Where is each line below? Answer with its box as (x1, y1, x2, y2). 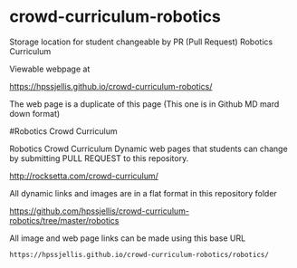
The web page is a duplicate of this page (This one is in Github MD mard (9, 98, 280, 110)
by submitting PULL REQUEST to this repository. (9, 152, 189, 164)
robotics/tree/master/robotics (9, 215, 120, 225)
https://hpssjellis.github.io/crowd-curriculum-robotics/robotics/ (9, 250, 270, 259)
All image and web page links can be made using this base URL (9, 233, 246, 244)
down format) (9, 108, 61, 119)
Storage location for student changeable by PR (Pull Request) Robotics (9, 36, 273, 47)
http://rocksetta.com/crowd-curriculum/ (9, 170, 158, 181)
